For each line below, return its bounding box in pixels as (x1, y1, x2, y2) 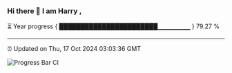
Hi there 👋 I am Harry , (7, 6, 82, 16)
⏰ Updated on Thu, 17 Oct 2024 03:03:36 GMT (7, 45, 142, 53)
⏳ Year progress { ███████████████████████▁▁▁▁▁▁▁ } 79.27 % (7, 22, 220, 30)
